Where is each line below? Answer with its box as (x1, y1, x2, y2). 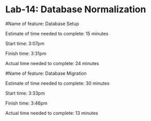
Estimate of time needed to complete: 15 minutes (5, 30, 109, 36)
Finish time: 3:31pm (5, 50, 47, 56)
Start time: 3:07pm (5, 40, 45, 47)
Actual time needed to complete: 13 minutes (5, 110, 99, 116)
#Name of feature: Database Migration (5, 70, 87, 76)
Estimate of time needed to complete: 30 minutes (5, 80, 109, 86)
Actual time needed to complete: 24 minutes (5, 60, 99, 66)
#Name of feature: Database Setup (5, 21, 80, 27)
